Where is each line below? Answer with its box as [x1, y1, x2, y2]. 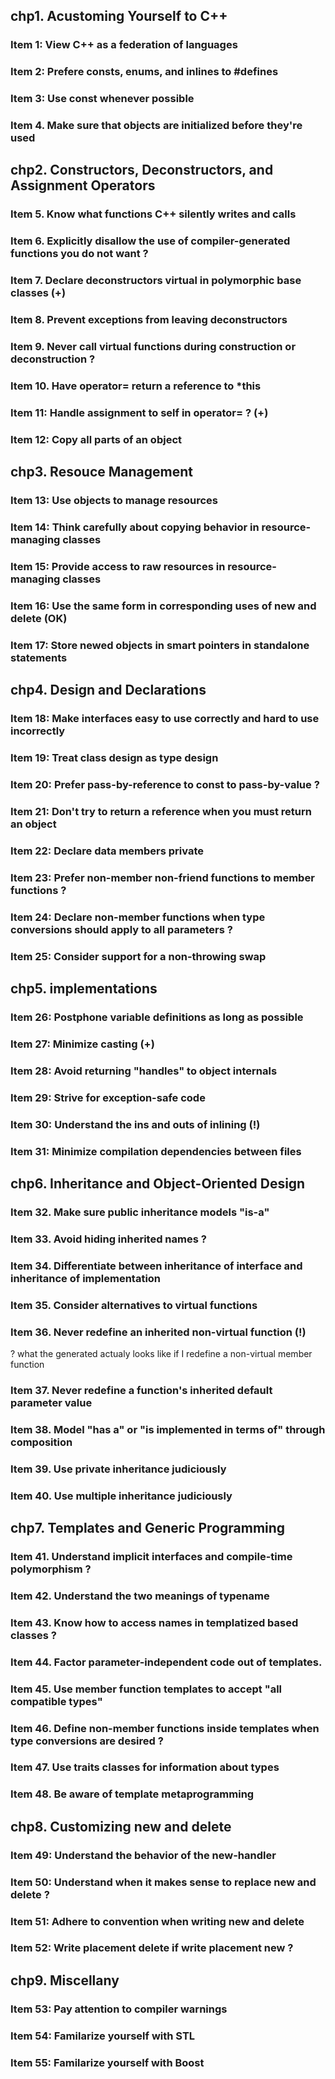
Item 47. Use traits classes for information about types [10, 1760, 280, 1774]
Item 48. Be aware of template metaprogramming [10, 1787, 255, 1801]
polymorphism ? [10, 1562, 92, 1576]
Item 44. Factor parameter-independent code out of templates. [10, 1655, 323, 1669]
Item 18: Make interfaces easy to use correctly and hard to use [10, 712, 320, 726]
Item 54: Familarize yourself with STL [10, 2029, 196, 2043]
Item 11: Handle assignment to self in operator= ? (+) [10, 405, 269, 419]
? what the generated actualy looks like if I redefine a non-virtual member [10, 1347, 313, 1359]
